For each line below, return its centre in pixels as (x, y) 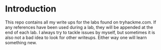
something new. (21, 42)
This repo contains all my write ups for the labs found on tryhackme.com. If (80, 22)
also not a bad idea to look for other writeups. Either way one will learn (76, 37)
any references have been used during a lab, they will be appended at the (79, 27)
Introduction (31, 9)
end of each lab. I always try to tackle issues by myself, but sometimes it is (80, 32)
